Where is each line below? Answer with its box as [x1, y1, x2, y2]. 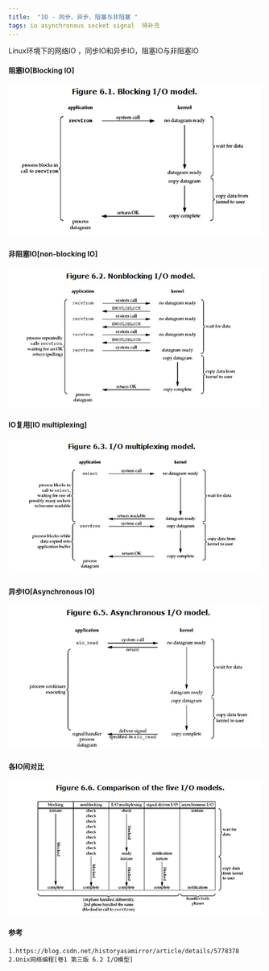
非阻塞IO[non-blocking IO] [8, 248, 98, 258]
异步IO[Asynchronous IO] [8, 587, 95, 597]
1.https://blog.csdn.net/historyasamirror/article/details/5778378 [8, 947, 240, 955]
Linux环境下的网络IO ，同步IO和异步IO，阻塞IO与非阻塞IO [8, 45, 199, 56]
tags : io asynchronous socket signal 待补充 [8, 21, 160, 30]
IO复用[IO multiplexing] [8, 420, 87, 430]
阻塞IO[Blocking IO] [8, 65, 75, 76]
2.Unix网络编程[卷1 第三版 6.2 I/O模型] [8, 956, 134, 964]
